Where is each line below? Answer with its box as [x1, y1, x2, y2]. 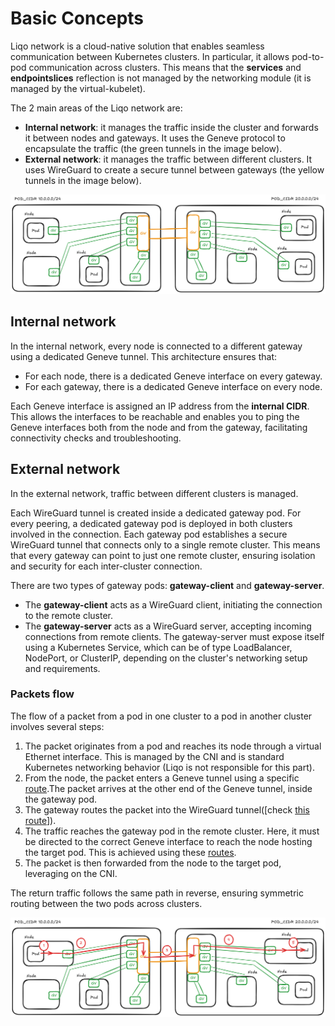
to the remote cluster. [24, 609, 114, 621]
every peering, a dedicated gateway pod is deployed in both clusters [10, 517, 293, 529]
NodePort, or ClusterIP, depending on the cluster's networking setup [24, 652, 308, 664]
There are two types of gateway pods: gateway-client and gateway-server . [10, 579, 325, 591]
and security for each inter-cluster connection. [10, 560, 203, 572]
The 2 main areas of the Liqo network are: [10, 102, 183, 114]
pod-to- [291, 50, 325, 62]
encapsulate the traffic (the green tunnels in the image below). [24, 142, 283, 154]
